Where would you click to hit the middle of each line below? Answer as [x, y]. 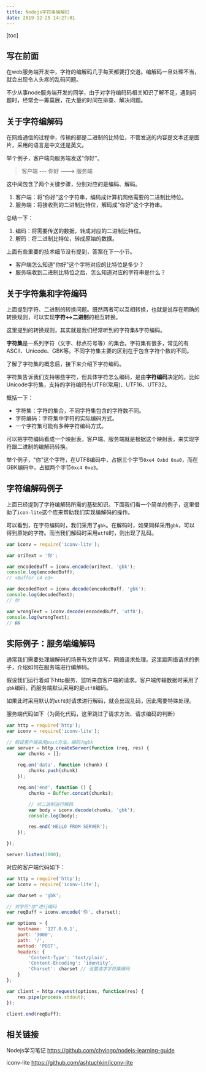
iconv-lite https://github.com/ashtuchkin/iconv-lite [70, 1063]
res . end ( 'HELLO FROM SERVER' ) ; [68, 827]
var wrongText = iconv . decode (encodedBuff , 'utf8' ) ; [75, 611]
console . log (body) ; [53, 816]
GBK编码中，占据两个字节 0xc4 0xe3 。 [54, 467]
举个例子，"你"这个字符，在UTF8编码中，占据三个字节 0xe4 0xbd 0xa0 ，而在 [102, 459]
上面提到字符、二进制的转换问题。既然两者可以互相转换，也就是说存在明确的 [103, 309]
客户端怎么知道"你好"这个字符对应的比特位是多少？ [79, 265]
